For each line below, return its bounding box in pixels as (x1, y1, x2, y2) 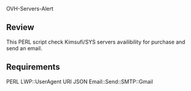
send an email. (6, 44, 43, 51)
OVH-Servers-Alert (6, 5, 54, 12)
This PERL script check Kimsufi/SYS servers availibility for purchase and (6, 38, 186, 45)
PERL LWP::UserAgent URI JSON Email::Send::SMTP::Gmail (6, 78, 153, 85)
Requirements (6, 62, 60, 72)
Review (6, 22, 35, 32)
